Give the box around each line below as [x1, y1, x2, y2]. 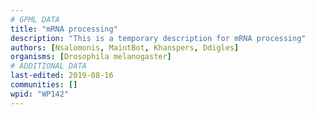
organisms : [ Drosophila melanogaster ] [10, 52, 172, 62]
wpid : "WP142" [10, 89, 70, 99]
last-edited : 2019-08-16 [10, 71, 114, 81]
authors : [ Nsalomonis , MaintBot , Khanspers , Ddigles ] [10, 42, 240, 53]
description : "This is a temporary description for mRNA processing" [10, 33, 307, 43]
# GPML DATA [10, 14, 60, 25]
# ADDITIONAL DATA [10, 61, 87, 71]
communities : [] [10, 80, 78, 90]
